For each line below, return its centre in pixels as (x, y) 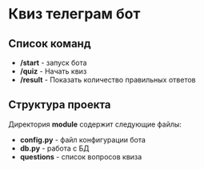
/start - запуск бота (53, 62)
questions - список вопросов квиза (81, 156)
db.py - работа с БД (54, 148)
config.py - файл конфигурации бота (83, 139)
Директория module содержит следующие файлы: (95, 124)
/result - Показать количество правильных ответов (108, 80)
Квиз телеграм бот (74, 14)
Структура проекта (60, 105)
